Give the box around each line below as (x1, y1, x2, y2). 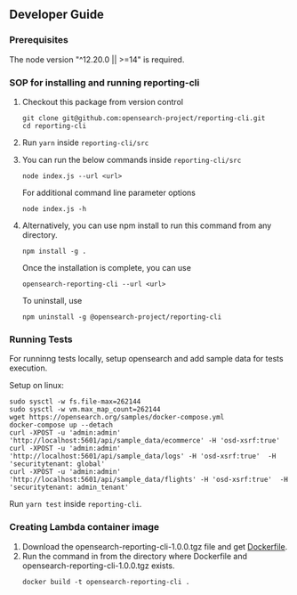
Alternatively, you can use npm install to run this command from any (21, 220, 272, 231)
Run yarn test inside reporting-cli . (9, 499, 142, 509)
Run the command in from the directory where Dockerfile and (21, 550, 247, 561)
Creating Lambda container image (9, 521, 160, 534)
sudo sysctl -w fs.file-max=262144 (9, 397, 141, 406)
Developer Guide (9, 7, 105, 22)
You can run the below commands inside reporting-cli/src (21, 154, 242, 165)
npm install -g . (21, 247, 87, 256)
